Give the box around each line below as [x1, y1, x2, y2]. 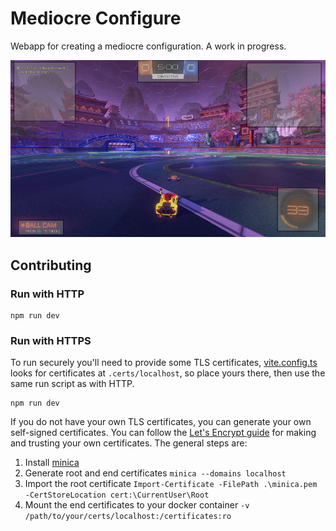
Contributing [10, 257, 92, 274]
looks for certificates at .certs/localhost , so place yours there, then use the [10, 367, 326, 379]
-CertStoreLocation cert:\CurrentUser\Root [24, 490, 210, 501]
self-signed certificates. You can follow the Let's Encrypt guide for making [10, 427, 317, 439]
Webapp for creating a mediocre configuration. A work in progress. [10, 40, 287, 52]
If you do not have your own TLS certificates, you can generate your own [10, 416, 312, 428]
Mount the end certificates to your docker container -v [24, 499, 250, 511]
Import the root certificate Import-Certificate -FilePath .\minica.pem [24, 478, 318, 490]
